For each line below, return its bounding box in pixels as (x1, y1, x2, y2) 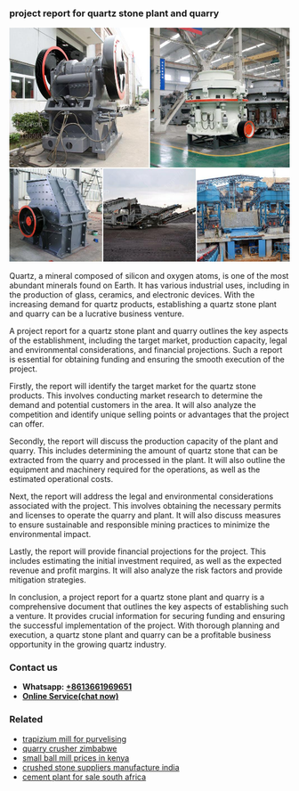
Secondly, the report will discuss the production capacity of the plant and (9, 436, 279, 446)
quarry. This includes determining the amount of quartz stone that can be (9, 444, 279, 456)
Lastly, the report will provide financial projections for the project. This (9, 546, 267, 557)
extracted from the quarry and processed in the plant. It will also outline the (9, 454, 286, 465)
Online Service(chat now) (21, 691, 119, 702)
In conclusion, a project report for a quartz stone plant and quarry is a (9, 591, 265, 602)
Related (9, 714, 44, 726)
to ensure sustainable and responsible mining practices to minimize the (9, 519, 271, 530)
